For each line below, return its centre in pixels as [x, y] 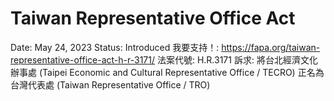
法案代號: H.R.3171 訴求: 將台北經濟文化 [237, 59]
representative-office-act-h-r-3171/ [82, 59]
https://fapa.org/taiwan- [271, 47]
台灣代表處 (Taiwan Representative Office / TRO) [110, 84]
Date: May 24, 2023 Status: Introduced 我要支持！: [115, 47]
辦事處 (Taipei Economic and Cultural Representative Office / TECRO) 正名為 [167, 72]
